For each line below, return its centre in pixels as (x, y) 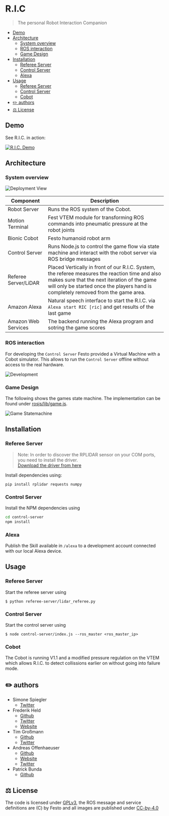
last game (59, 313)
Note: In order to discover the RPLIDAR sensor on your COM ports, (87, 454)
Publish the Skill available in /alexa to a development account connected (80, 546)
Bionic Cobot (23, 238)
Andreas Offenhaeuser (36, 748)
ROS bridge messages (74, 259)
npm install (18, 522)
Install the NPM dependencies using (43, 508)
